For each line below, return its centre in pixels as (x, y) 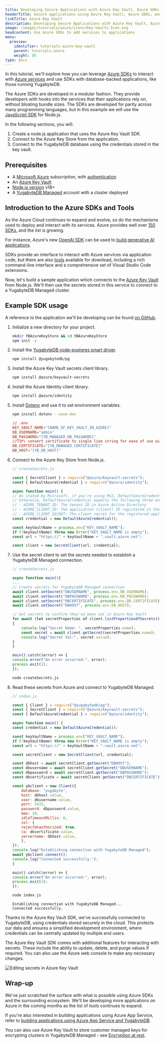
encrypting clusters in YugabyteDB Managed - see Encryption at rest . (75, 1035)
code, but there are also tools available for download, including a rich (75, 260)
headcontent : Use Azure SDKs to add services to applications (70, 32)
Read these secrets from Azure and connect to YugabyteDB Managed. (83, 687)
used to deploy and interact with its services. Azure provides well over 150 (80, 225)
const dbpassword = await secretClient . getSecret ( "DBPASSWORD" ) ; (80, 773)
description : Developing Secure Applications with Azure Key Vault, (77, 23)
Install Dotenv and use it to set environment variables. (67, 405)
